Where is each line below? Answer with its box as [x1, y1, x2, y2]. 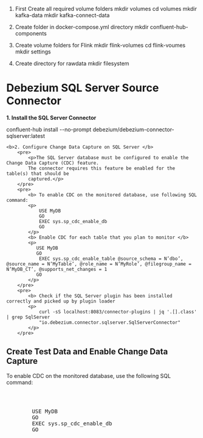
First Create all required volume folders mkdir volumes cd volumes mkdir [15, 5, 198, 12]
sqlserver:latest [6, 132, 46, 139]
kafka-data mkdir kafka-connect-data [15, 12, 110, 19]
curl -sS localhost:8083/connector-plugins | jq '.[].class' [38, 309, 198, 315]
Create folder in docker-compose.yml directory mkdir [15, 24, 149, 30]
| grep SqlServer [6, 314, 50, 320]
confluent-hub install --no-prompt [6, 126, 92, 133]
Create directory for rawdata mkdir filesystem [15, 60, 129, 67]
